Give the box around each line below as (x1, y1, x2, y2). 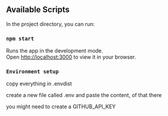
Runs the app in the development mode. (6, 47, 103, 54)
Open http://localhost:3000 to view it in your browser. (6, 53, 137, 61)
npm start (6, 35, 34, 42)
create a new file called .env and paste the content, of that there (6, 92, 162, 99)
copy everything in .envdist (6, 80, 73, 88)
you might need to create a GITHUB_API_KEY (6, 103, 116, 110)
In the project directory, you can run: (6, 20, 95, 27)
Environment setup (6, 68, 59, 75)
